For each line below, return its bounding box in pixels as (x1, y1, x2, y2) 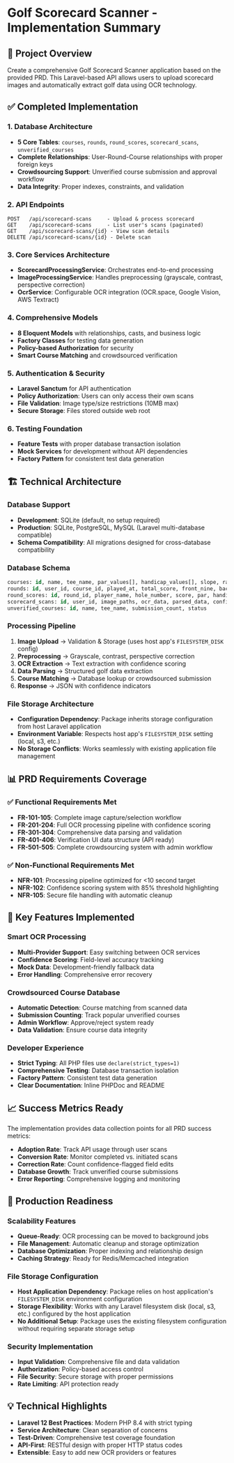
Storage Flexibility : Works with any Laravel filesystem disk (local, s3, (17, 1303, 216, 1311)
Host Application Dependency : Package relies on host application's (17, 1287, 214, 1296)
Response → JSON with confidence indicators (17, 682, 151, 690)
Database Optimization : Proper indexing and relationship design (17, 1247, 203, 1255)
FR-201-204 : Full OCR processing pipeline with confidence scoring (17, 820, 211, 829)
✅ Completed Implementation (7, 101, 139, 113)
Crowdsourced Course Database (7, 987, 120, 997)
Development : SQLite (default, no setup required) (17, 516, 160, 524)
